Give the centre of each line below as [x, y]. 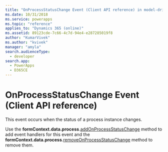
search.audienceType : [28, 51]
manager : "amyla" [23, 47]
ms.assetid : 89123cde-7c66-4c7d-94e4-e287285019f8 [59, 33]
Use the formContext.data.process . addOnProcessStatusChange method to [84, 129]
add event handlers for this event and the [47, 134]
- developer [22, 56]
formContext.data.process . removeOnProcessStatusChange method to [79, 139]
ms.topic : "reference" [29, 24]
